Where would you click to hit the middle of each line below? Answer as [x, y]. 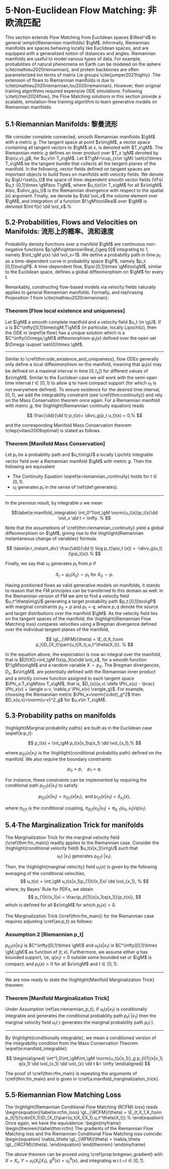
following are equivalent [30, 466]
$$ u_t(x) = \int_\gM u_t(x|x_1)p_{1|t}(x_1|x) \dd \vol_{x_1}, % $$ [84, 881]
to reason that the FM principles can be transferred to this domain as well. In [84, 591]
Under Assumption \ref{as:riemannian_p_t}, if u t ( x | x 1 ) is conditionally [76, 1009]
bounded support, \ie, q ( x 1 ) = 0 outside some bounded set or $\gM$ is [78, 958]
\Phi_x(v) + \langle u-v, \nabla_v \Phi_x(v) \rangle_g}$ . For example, [75, 689]
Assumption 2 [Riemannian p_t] [45, 934]
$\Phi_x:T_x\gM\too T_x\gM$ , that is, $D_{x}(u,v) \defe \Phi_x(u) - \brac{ [80, 683]
